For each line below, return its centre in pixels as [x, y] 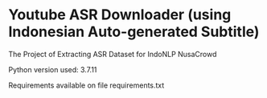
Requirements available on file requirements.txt [86, 85]
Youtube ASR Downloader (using [120, 15]
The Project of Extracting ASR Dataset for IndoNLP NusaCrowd [113, 54]
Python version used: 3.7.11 [53, 69]
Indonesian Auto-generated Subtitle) [134, 32]
